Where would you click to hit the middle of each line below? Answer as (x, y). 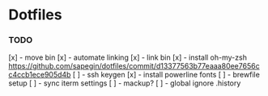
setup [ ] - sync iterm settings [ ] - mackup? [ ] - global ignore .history (125, 83)
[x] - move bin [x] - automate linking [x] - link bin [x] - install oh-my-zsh (128, 57)
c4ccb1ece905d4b (40, 75)
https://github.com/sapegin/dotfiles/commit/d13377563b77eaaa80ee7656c (134, 66)
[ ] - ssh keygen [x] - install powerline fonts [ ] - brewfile (166, 75)
